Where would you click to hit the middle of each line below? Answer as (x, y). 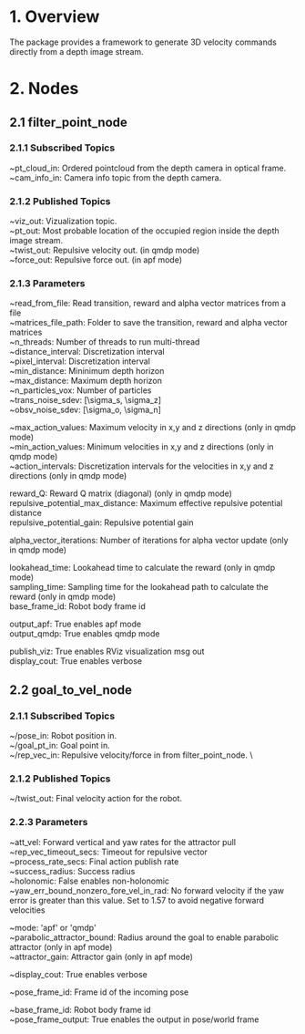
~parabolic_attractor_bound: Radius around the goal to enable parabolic (144, 937)
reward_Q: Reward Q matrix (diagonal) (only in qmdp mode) (121, 493)
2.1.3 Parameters (47, 284)
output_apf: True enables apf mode (76, 624)
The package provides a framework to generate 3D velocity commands (143, 42)
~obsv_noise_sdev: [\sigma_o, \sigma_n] (86, 410)
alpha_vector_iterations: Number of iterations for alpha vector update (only (149, 541)
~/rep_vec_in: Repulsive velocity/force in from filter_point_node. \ (131, 755)
